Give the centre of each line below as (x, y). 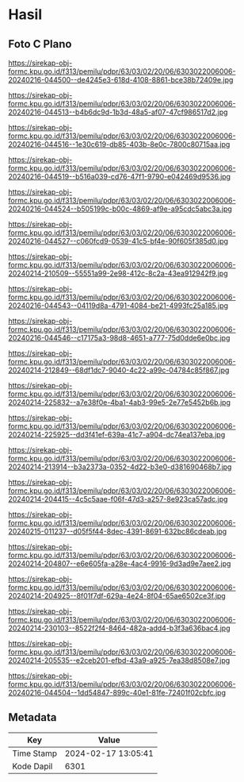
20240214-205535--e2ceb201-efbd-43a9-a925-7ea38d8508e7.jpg (119, 660)
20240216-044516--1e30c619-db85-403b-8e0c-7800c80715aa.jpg (119, 144)
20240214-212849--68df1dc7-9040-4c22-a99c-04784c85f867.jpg (119, 370)
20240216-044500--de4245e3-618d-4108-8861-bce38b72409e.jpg (121, 80)
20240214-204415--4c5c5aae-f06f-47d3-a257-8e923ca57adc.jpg (118, 499)
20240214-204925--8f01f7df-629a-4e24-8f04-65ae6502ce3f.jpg (117, 596)
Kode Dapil (32, 766)
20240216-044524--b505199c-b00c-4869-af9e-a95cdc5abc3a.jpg (120, 209)
